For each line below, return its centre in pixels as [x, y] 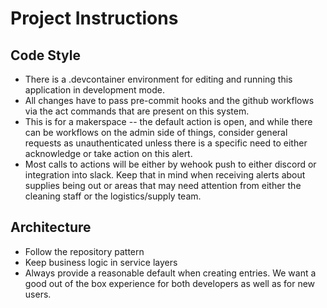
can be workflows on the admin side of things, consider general [156, 132]
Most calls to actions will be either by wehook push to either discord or [170, 164]
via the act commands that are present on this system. [137, 111]
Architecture [51, 227]
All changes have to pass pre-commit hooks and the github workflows [169, 100]
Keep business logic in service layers [101, 262]
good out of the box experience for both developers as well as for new [170, 283]
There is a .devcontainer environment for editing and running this [158, 79]
